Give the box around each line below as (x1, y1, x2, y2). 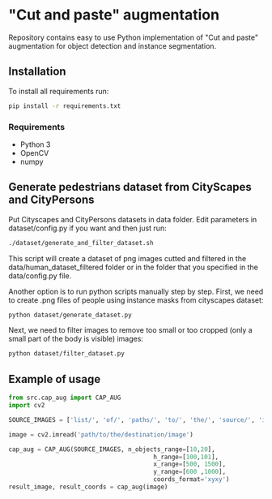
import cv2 (8, 402, 45, 410)
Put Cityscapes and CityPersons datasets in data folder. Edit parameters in (8, 214, 257, 224)
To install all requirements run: (8, 86, 109, 96)
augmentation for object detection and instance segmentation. (8, 41, 217, 50)
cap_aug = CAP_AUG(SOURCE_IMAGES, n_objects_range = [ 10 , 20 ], (8, 445, 216, 454)
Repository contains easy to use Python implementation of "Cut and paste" (8, 32, 259, 42)
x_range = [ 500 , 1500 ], (153, 460, 227, 468)
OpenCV (19, 148, 49, 157)
